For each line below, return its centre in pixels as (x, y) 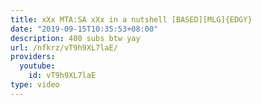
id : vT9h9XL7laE (62, 76)
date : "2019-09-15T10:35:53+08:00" (84, 29)
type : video (35, 85)
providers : (33, 57)
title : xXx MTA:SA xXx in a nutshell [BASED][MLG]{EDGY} (131, 19)
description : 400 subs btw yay (75, 38)
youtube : (37, 66)
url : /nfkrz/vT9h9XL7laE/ (64, 47)
